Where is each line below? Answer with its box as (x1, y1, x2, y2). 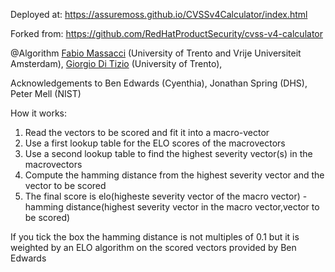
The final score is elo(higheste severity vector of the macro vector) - (24, 190, 308, 202)
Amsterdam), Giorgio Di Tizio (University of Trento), (10, 58, 223, 69)
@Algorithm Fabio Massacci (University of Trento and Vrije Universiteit (10, 47, 302, 59)
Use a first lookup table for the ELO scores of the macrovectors (24, 137, 286, 149)
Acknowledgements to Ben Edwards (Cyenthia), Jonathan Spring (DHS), (10, 77, 308, 89)
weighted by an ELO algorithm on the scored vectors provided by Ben (10, 242, 297, 253)
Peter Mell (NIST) (10, 88, 82, 99)
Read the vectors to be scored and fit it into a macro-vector (24, 127, 270, 138)
